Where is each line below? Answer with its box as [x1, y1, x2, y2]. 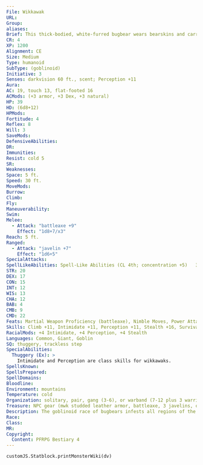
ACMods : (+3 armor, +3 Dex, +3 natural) [6, 93, 110, 99]
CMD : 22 [6, 313, 26, 319]
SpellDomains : [6, 375, 42, 381]
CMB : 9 [6, 307, 23, 314]
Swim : [6, 211, 20, 218]
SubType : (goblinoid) [6, 65, 61, 71]
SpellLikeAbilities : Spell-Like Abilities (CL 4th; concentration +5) [6, 262, 188, 268]
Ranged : [6, 240, 26, 246]
